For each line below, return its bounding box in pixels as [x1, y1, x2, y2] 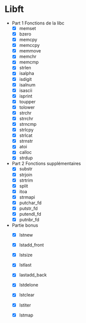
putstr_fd [19, 205, 38, 211]
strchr [19, 110, 32, 116]
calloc [19, 149, 32, 155]
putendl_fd [19, 211, 41, 217]
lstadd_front [19, 242, 44, 248]
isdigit [19, 76, 32, 82]
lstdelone [19, 282, 38, 288]
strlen [19, 65, 31, 71]
